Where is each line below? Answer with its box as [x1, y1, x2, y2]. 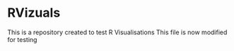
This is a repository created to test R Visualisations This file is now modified [7, 28, 228, 36]
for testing [7, 35, 37, 43]
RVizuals [7, 5, 61, 21]
